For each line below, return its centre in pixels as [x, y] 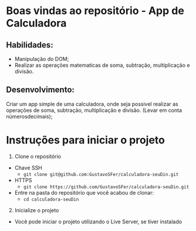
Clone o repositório [38, 156]
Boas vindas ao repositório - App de [95, 11]
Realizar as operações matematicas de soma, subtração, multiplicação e [102, 65]
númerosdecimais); [29, 116]
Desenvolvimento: [40, 90]
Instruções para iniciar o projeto [86, 140]
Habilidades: [30, 45]
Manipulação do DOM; [42, 59]
